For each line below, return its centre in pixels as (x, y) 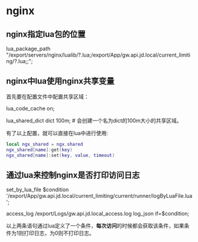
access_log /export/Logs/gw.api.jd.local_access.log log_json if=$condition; (98, 214)
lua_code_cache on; (30, 108)
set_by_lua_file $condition (38, 189)
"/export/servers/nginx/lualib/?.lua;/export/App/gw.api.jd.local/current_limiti (98, 55)
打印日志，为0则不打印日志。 (59, 233)
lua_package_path (28, 49)
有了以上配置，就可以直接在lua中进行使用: (57, 133)
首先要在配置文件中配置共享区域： (48, 96)
